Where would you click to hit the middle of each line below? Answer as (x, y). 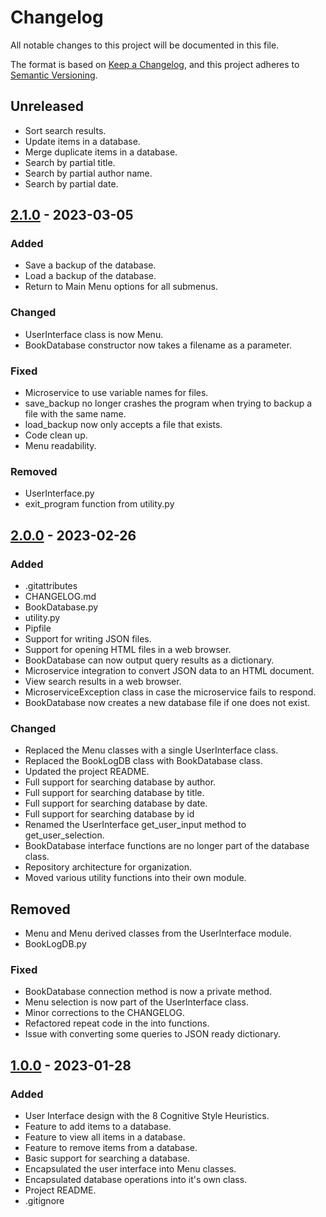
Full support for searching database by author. (120, 782)
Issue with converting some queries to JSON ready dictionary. (153, 1034)
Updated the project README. (87, 772)
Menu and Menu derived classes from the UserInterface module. (158, 933)
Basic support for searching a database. (107, 1158)
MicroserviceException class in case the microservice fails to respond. (170, 692)
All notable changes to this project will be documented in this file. (145, 45)
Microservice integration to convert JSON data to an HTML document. (169, 671)
